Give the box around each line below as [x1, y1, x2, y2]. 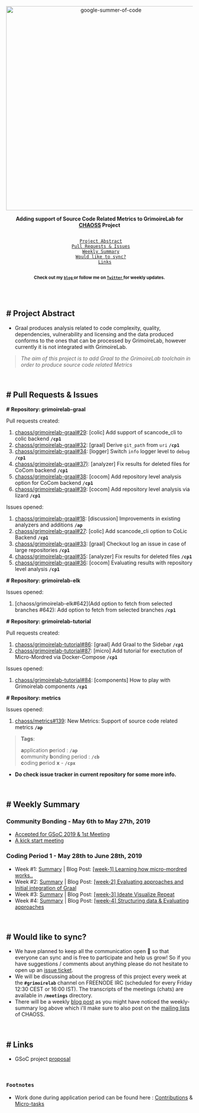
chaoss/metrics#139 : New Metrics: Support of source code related [14, 717, 178, 724]
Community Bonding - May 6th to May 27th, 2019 [6, 817, 151, 825]
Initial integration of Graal [14, 884, 77, 891]
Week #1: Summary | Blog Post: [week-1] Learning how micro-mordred [14, 865, 187, 872]
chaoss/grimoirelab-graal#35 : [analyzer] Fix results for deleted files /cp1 [14, 553, 192, 560]
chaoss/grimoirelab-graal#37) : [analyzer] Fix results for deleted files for [14, 460, 191, 467]
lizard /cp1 [14, 491, 41, 499]
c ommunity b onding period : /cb [20, 753, 99, 760]
